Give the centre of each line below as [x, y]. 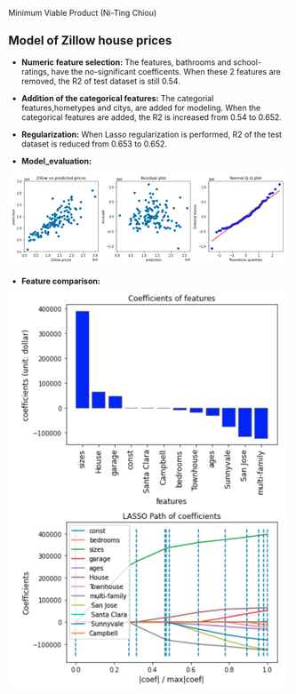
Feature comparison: [61, 281]
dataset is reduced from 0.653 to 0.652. [94, 144]
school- [248, 62]
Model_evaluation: [56, 161]
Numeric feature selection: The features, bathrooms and [126, 62]
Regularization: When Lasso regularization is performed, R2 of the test [151, 134]
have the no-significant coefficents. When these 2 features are [166, 71]
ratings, [35, 71]
